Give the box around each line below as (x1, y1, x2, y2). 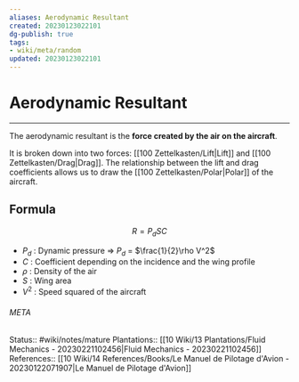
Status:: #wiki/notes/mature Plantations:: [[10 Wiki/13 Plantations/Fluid (9, 335, 266, 345)
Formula (9, 202, 56, 217)
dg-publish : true (9, 29, 74, 38)
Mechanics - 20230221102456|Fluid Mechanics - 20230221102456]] (9, 344, 263, 354)
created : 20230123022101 (9, 21, 101, 30)
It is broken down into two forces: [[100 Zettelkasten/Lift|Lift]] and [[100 (9, 148, 271, 158)
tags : (9, 37, 29, 47)
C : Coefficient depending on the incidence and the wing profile (21, 256, 255, 267)
